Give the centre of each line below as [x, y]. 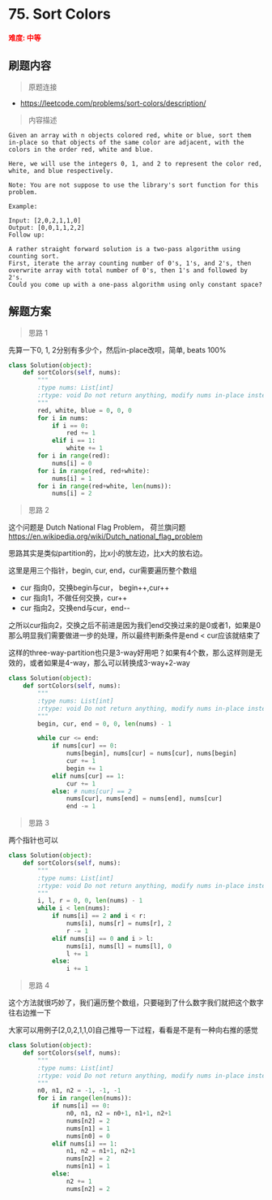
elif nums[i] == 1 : [84, 1144]
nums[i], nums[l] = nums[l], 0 [119, 946]
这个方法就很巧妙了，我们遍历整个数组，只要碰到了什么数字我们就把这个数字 [136, 1003]
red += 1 [81, 433]
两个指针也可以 [33, 840]
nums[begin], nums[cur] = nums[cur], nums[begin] [151, 754]
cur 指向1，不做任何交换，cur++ [74, 598]
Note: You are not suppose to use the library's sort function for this [134, 185]
